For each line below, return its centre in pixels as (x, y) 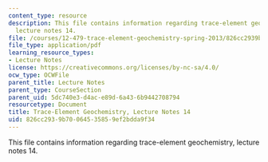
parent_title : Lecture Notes (57, 82)
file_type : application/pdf (55, 45)
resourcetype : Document (48, 105)
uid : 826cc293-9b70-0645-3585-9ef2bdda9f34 (82, 120)
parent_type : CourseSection (55, 90)
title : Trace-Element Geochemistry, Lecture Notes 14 (100, 113)
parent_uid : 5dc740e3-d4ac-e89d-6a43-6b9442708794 (94, 97)
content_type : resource (48, 16)
